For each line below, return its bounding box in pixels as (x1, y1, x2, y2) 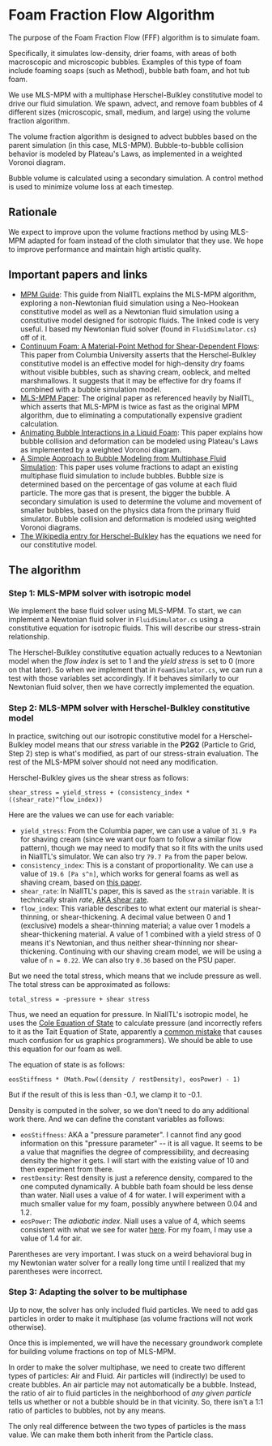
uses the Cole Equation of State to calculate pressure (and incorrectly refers (8, 1018, 262, 1028)
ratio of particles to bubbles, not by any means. (8, 1405, 166, 1415)
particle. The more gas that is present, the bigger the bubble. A (19, 487, 231, 497)
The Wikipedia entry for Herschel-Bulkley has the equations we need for (19, 530, 261, 541)
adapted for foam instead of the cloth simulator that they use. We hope (28, 236, 264, 245)
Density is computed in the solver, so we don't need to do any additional (8, 1105, 249, 1115)
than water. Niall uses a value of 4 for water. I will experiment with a (19, 1190, 246, 1200)
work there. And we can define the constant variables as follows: (8, 1114, 225, 1123)
